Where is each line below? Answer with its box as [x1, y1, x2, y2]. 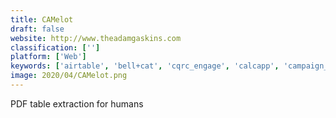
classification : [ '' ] [10, 42, 101, 53]
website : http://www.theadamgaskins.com [10, 33, 182, 43]
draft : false [10, 24, 65, 34]
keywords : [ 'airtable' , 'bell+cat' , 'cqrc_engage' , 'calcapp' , [10, 61, 280, 71]
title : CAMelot [10, 14, 74, 25]
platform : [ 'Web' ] [10, 52, 87, 62]
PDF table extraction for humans [10, 97, 144, 110]
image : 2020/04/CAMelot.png [10, 71, 128, 81]
